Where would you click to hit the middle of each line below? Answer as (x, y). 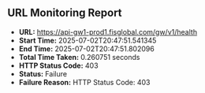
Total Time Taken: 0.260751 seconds (79, 57)
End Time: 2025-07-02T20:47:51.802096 (86, 48)
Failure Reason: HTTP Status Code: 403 (84, 82)
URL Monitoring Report (65, 13)
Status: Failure (43, 73)
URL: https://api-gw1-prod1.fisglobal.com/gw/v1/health (108, 32)
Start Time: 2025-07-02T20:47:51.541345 (88, 40)
